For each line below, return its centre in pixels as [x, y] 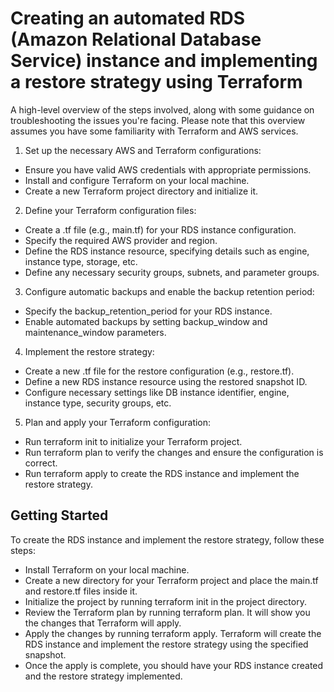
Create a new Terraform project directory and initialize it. [141, 191]
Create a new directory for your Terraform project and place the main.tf [171, 580]
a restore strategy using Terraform [156, 82]
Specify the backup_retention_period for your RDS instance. [148, 311]
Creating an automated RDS [128, 18]
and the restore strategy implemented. [103, 676]
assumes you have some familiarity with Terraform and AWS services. [154, 131]
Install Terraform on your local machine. [107, 569]
